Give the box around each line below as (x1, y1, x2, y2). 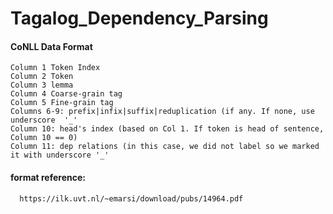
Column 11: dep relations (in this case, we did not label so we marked (10, 142, 320, 152)
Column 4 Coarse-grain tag (10, 89, 123, 99)
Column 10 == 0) (10, 133, 78, 143)
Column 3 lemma (10, 80, 74, 91)
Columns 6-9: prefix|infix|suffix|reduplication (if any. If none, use (10, 107, 315, 117)
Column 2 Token (10, 72, 74, 82)
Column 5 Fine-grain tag (10, 98, 114, 108)
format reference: (10, 171, 86, 183)
